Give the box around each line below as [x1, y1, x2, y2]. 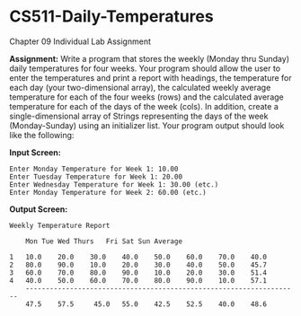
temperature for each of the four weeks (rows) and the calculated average [9, 92, 285, 102]
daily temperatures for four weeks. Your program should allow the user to [9, 63, 281, 74]
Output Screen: [9, 204, 68, 215]
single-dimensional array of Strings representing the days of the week [9, 110, 269, 121]
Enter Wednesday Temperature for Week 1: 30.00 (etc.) [9, 180, 219, 189]
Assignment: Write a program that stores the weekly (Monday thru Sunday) [9, 53, 290, 64]
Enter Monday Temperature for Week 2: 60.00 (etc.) [9, 188, 207, 197]
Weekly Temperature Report [9, 221, 111, 230]
